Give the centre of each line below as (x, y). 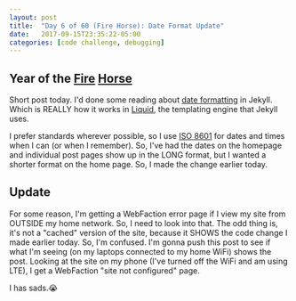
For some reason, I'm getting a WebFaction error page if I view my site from (148, 214)
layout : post (33, 17)
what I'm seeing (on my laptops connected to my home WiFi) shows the (140, 251)
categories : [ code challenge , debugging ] (87, 42)
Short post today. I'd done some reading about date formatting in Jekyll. (141, 100)
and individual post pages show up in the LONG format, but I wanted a (138, 155)
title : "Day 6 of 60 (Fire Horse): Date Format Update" (117, 26)
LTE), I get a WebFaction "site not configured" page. (104, 270)
